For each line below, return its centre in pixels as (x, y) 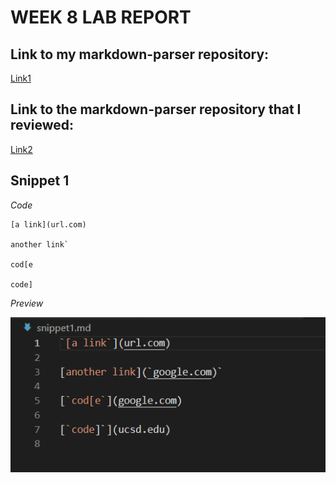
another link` (40, 244)
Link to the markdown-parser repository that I (156, 109)
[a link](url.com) (48, 224)
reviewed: (42, 125)
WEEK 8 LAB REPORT (101, 17)
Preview (27, 303)
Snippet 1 (40, 181)
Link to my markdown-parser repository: (140, 54)
